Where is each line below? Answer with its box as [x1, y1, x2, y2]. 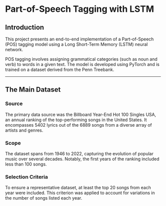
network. [5, 47, 24, 52]
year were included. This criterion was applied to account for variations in [5, 190, 155, 196]
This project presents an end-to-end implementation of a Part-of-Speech [5, 36, 154, 42]
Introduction [5, 23, 44, 32]
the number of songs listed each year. [5, 195, 83, 201]
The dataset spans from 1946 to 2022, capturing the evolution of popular [5, 150, 154, 156]
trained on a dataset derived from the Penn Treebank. [5, 67, 115, 72]
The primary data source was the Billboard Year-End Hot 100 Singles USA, [5, 111, 157, 117]
